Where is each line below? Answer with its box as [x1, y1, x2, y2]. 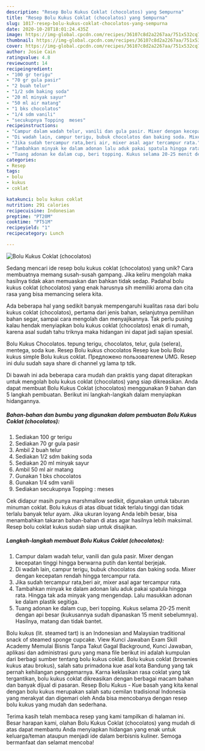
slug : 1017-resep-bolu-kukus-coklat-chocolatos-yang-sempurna [6, 20, 168, 26]
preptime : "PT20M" [6, 213, 53, 220]
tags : [6, 168, 20, 174]
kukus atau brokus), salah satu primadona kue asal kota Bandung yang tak [6, 662, 193, 669]
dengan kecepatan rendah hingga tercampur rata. [15, 572, 141, 579]
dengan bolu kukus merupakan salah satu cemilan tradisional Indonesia [6, 687, 186, 695]
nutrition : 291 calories [6, 202, 70, 208]
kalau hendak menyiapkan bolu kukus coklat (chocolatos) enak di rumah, [6, 322, 190, 329]
